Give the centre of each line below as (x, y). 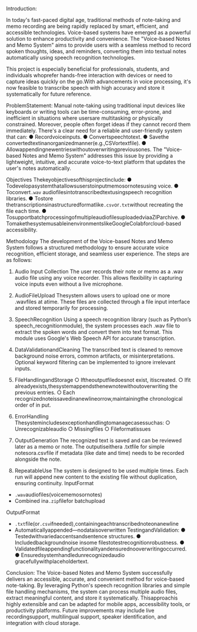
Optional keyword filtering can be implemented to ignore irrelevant (95, 362)
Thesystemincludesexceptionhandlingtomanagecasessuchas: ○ (92, 423)
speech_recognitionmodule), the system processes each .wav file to (97, 326)
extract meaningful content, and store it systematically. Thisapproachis (92, 598)
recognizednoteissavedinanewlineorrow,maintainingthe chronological (98, 399)
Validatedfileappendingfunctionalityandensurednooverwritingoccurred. (101, 549)
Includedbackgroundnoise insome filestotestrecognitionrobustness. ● (99, 543)
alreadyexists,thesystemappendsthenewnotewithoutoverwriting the (96, 386)
